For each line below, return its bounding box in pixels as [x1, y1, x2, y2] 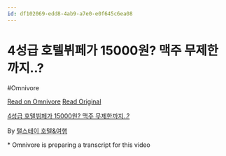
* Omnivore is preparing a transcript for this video [7, 141, 150, 149]
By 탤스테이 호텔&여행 [7, 127, 68, 135]
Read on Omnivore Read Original [7, 97, 101, 106]
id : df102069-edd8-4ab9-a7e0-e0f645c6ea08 [7, 10, 133, 17]
